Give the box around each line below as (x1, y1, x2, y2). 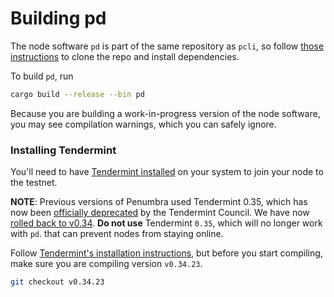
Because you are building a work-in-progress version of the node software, (10, 107, 321, 119)
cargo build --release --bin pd (10, 89, 145, 99)
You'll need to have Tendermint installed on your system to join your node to (10, 166, 324, 178)
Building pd (10, 7, 107, 30)
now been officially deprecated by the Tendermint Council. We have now (10, 207, 310, 219)
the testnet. (10, 177, 58, 189)
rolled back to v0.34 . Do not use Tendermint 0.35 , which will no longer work (10, 217, 323, 229)
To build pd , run (10, 70, 74, 82)
